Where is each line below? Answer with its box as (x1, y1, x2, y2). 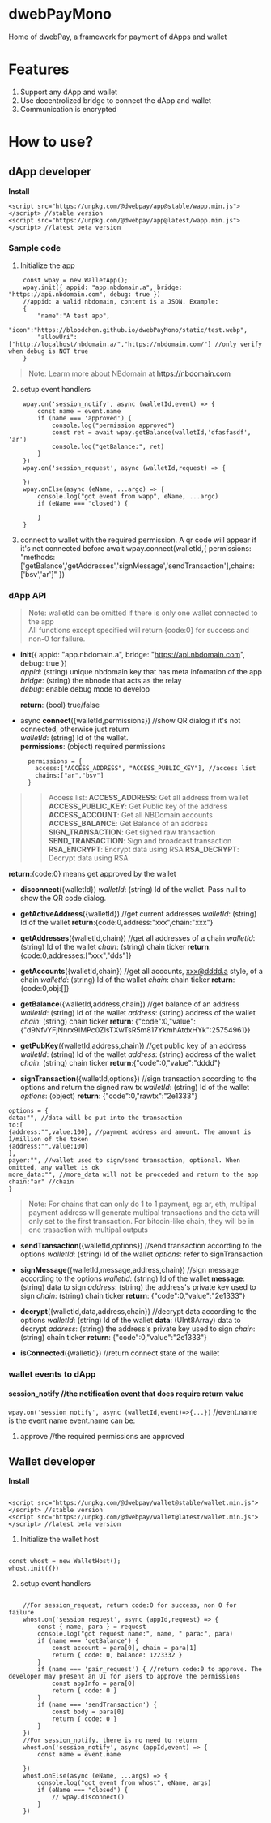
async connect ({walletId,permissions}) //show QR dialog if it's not (19, 716, 241, 726)
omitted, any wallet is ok (8, 1164, 100, 1172)
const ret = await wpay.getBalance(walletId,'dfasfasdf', (51, 429, 252, 437)
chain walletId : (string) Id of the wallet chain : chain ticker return (19, 975, 233, 985)
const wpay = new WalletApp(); (23, 277, 129, 285)
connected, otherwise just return (19, 724, 129, 735)
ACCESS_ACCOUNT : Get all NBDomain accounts (48, 810, 213, 820)
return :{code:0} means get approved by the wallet (8, 869, 176, 879)
